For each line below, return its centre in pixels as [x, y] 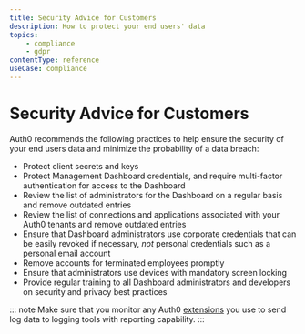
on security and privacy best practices [95, 291]
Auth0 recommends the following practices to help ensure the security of [147, 138]
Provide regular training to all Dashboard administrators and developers [157, 282]
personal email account [66, 253]
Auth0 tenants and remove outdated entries [104, 224]
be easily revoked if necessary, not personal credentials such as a [147, 243]
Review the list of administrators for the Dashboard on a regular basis [152, 195]
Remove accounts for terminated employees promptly [123, 263]
